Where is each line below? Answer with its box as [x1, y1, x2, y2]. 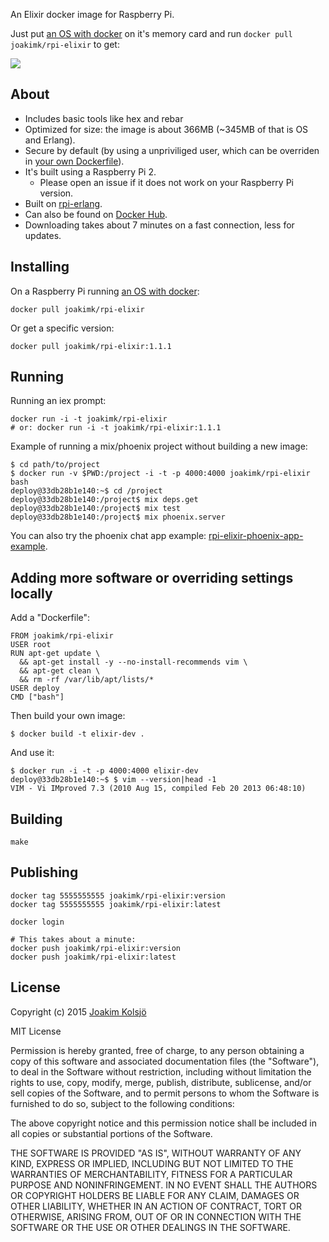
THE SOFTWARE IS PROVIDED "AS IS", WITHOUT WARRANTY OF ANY [10, 1147, 302, 1159]
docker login [10, 917, 65, 927]
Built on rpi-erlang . [24, 197, 103, 209]
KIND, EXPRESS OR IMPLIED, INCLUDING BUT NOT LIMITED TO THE [10, 1157, 294, 1169]
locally [10, 585, 53, 602]
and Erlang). [24, 134, 76, 146]
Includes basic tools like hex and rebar [24, 112, 184, 124]
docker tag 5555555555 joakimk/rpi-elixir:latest [10, 899, 222, 909]
